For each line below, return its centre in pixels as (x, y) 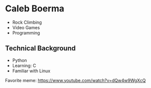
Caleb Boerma (35, 9)
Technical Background (40, 48)
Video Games (26, 27)
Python (19, 60)
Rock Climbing (27, 22)
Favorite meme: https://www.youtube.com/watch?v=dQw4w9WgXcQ (75, 80)
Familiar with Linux (31, 71)
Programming (26, 33)
